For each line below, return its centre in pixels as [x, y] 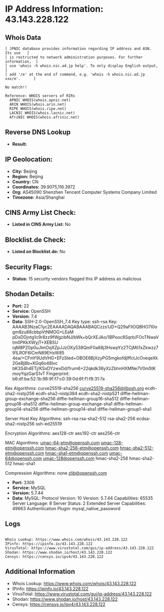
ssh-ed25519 [49, 424]
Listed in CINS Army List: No [41, 224]
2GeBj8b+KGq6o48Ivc [35, 363]
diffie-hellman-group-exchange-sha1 [75, 404]
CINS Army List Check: [41, 213]
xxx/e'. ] [20, 79]
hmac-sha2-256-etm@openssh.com [82, 448]
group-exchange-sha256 [31, 399]
